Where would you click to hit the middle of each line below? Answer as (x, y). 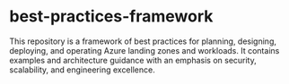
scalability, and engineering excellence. (82, 70)
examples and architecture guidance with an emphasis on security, (133, 60)
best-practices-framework (111, 17)
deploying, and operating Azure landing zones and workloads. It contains (144, 50)
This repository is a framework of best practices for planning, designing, (143, 41)
